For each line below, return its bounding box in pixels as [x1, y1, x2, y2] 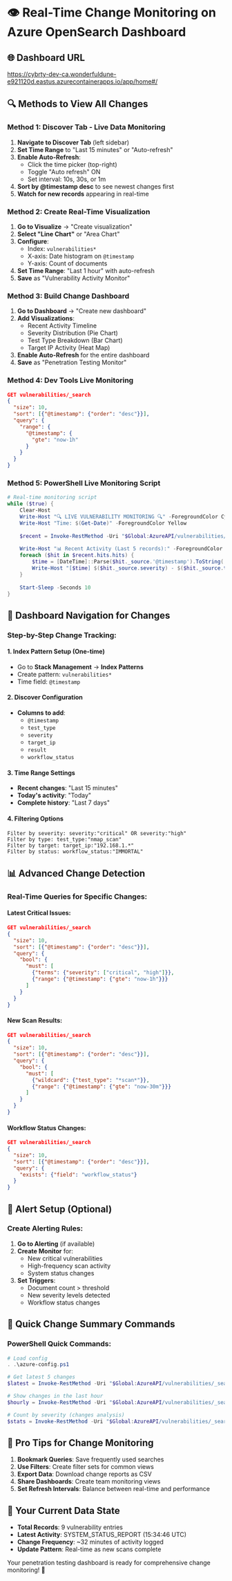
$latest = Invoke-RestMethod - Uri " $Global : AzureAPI [7, 1380, 162, 1387]
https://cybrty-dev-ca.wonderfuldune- [7, 70, 117, 78]
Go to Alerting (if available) [17, 1239, 95, 1248]
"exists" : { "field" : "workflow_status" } [19, 1171, 137, 1178]
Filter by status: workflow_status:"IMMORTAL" [7, 848, 144, 855]
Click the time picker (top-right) [27, 160, 117, 169]
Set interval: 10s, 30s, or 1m [27, 175, 106, 183]
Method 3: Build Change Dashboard [7, 291, 130, 301]
